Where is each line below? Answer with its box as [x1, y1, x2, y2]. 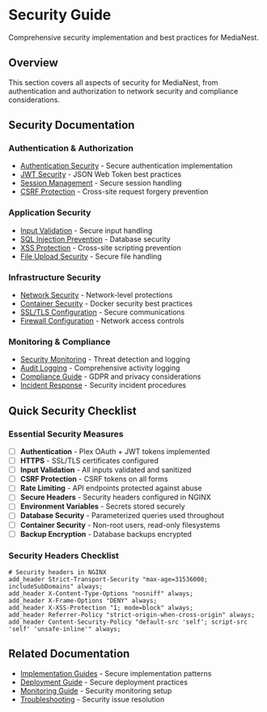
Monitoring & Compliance [8, 336, 111, 347]
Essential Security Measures [8, 428, 124, 440]
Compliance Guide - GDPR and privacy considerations [19, 371, 201, 382]
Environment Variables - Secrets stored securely [19, 501, 185, 512]
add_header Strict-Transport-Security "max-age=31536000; [8, 575, 208, 583]
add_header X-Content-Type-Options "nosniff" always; [8, 590, 194, 598]
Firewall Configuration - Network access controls [19, 316, 184, 326]
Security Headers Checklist [8, 550, 120, 561]
